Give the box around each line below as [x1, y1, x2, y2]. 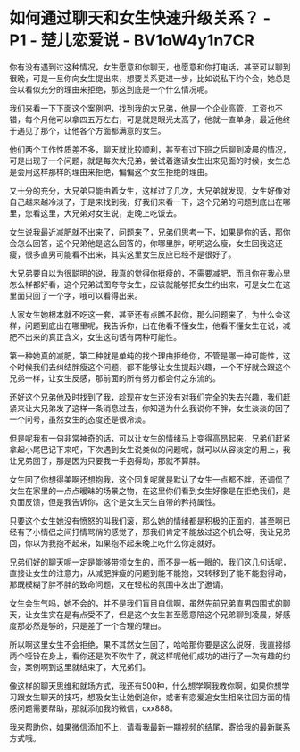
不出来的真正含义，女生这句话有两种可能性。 [16, 331, 181, 342]
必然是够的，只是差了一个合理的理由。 [24, 620, 166, 631]
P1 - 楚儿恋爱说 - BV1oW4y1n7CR [9, 30, 255, 51]
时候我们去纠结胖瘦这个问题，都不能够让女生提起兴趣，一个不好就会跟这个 [16, 361, 291, 372]
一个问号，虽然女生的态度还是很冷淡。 [9, 414, 150, 425]
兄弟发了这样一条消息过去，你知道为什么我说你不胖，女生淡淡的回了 [39, 402, 291, 413]
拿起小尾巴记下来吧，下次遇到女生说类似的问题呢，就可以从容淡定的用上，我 [9, 443, 291, 455]
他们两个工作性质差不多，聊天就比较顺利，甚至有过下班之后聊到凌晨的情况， [9, 144, 291, 154]
